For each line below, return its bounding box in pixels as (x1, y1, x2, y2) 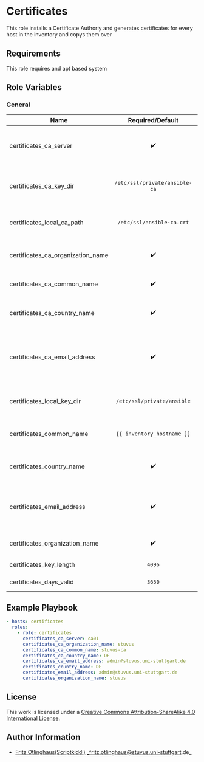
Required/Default (127, 116, 179, 125)
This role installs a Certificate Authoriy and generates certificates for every (6, 24, 193, 32)
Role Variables (6, 82, 62, 92)
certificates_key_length (9, 561, 75, 569)
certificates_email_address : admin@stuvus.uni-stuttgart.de (22, 670, 178, 676)
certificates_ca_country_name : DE (22, 653, 110, 659)
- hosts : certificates (6, 618, 64, 625)
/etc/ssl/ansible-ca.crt (117, 219, 189, 226)
